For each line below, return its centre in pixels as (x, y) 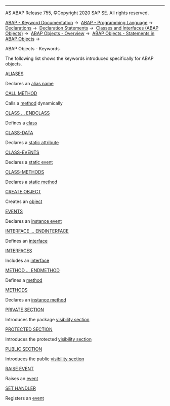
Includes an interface (27, 260)
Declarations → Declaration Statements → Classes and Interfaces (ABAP (82, 28)
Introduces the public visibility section (45, 359)
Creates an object (24, 201)
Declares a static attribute (32, 142)
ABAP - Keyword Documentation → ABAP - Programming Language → (79, 23)
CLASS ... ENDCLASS (28, 113)
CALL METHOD (21, 93)
